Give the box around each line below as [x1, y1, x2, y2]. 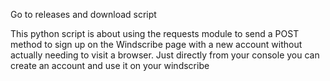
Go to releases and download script [10, 9, 157, 20]
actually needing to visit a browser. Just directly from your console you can [10, 49, 320, 61]
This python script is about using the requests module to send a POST [10, 28, 300, 39]
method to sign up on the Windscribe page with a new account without [10, 39, 303, 50]
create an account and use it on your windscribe [10, 60, 210, 71]
